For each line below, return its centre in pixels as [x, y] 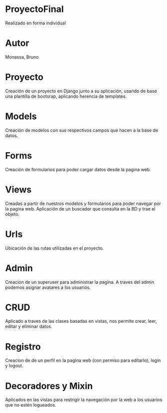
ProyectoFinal [34, 9]
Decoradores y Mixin [49, 386]
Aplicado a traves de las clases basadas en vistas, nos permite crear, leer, [81, 321]
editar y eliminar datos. [29, 326]
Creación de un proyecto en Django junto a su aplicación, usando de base [81, 91]
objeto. [12, 214]
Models [21, 116]
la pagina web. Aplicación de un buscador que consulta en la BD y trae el [80, 208]
